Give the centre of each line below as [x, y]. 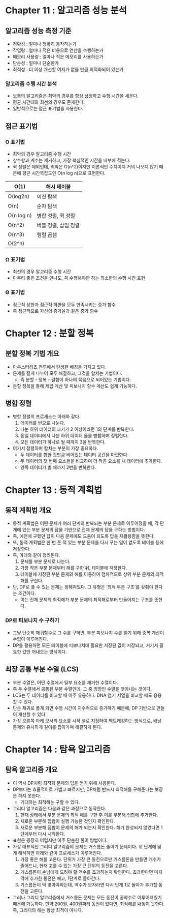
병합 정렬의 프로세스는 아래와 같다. [46, 417]
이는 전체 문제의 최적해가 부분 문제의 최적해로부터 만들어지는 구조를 [87, 600]
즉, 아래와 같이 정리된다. [36, 555]
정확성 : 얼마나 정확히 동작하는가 [44, 44]
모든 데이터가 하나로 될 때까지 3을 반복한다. [63, 442]
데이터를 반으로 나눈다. [43, 423]
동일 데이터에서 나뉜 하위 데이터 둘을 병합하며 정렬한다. [74, 436]
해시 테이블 [58, 187]
